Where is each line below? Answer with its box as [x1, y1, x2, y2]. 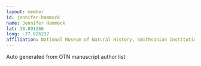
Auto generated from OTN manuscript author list [6, 53, 126, 60]
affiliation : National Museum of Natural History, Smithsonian [6, 37, 167, 43]
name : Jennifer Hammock [6, 20, 66, 26]
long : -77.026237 [6, 31, 50, 37]
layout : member [6, 8, 44, 15]
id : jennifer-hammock [6, 14, 60, 20]
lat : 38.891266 [6, 25, 44, 32]
